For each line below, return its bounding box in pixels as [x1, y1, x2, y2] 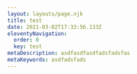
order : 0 [13, 37, 39, 44]
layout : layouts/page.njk [7, 10, 83, 18]
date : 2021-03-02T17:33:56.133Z [7, 23, 102, 30]
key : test [13, 43, 42, 50]
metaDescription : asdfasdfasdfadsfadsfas [7, 50, 131, 57]
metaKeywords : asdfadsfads [7, 56, 86, 63]
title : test [7, 17, 42, 24]
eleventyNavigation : [7, 30, 68, 37]
